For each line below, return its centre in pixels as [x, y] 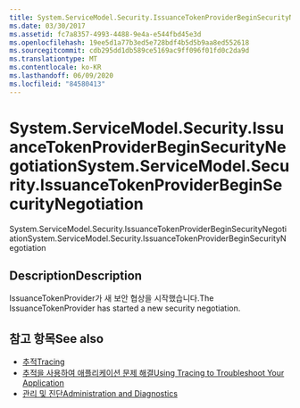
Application [43, 383]
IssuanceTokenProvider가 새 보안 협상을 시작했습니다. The [112, 298]
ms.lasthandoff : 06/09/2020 [62, 76]
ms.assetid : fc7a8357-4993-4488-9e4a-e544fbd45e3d [105, 34]
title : [21, 17]
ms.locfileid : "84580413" [57, 84]
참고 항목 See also [57, 339]
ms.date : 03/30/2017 [48, 26]
